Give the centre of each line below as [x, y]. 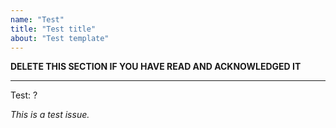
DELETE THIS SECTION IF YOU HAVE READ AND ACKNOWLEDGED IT [156, 67]
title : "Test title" [53, 29]
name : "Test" [37, 19]
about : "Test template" [60, 38]
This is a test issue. [50, 115]
